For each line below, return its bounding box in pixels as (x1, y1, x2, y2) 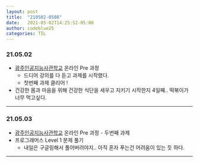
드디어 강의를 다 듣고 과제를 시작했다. (23, 72, 110, 79)
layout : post (6, 8, 38, 15)
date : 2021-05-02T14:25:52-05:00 (6, 20, 94, 25)
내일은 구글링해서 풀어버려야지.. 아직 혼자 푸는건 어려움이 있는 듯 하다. (23, 143, 185, 151)
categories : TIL (6, 31, 46, 37)
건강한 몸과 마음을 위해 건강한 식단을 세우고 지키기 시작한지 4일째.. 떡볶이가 (14, 87, 189, 94)
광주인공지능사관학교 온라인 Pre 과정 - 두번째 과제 (14, 129, 130, 136)
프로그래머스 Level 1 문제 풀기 (14, 136, 84, 143)
